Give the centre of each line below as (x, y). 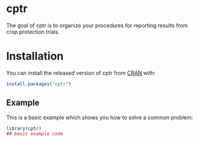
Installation (35, 56)
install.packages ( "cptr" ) (39, 84)
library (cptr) (24, 129)
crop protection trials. (33, 31)
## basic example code (35, 134)
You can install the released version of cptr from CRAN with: (81, 73)
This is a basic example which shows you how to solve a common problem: (99, 117)
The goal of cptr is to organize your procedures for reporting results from (97, 25)
